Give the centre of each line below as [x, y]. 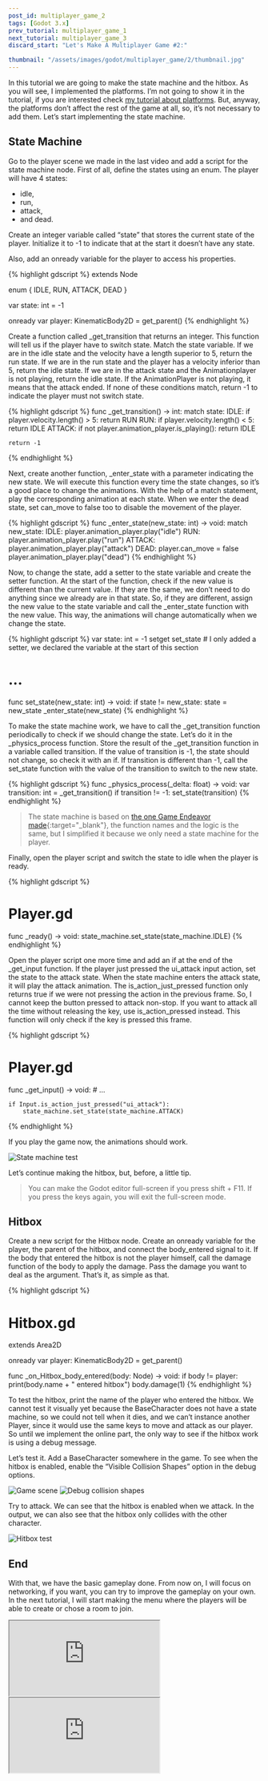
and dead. [36, 219]
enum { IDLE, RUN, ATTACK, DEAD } [68, 290]
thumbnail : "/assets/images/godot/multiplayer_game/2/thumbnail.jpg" [127, 60]
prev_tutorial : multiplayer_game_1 [68, 30]
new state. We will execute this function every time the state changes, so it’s [134, 482]
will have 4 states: [38, 178]
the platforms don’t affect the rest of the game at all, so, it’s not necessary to [134, 108]
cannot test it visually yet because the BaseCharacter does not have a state [133, 1409]
